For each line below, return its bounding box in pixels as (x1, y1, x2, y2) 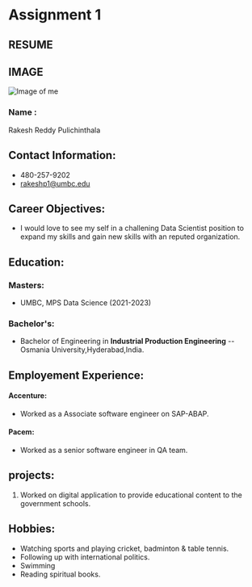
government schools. (19, 498, 91, 508)
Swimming (19, 560, 56, 570)
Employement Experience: (8, 368, 145, 382)
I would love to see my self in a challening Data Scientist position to (19, 224, 245, 233)
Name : (8, 107, 37, 118)
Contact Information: (8, 149, 116, 162)
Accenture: (8, 391, 47, 400)
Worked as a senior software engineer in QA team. (19, 446, 188, 455)
